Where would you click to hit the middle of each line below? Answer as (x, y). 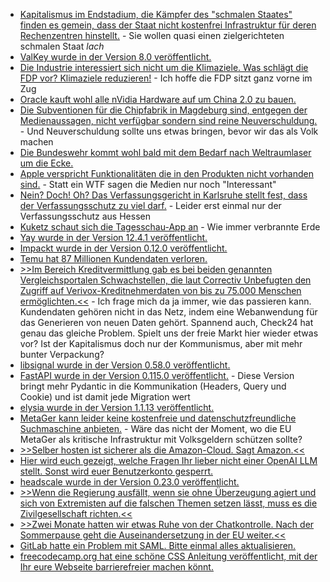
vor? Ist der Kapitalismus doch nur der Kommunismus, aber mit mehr (161, 343)
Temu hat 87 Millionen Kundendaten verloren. (113, 258)
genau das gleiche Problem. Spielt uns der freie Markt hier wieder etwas (169, 333)
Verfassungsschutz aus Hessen (85, 216)
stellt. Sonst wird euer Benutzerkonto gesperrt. (116, 471)
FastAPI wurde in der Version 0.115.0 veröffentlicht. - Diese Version (157, 375)
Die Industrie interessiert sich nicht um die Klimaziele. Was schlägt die (164, 67)
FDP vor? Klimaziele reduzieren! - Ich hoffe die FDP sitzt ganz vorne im (166, 78)
